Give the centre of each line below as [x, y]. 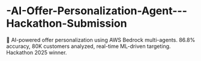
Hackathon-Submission [67, 23]
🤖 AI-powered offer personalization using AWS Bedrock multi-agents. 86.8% [101, 40]
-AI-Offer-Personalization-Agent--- [97, 11]
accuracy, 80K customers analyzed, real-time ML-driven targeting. [88, 46]
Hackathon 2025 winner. [37, 52]
